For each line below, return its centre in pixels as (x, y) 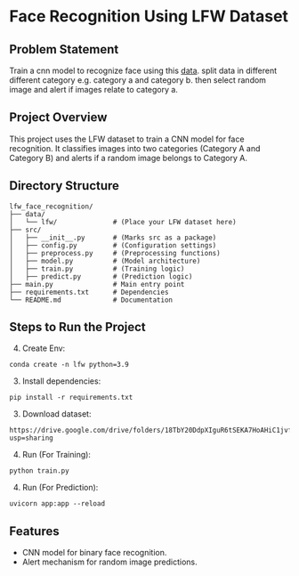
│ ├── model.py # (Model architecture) (105, 261)
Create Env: (44, 348)
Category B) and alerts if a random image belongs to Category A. (128, 158)
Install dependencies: (61, 381)
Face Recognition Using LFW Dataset (149, 16)
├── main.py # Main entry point (97, 284)
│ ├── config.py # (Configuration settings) (113, 245)
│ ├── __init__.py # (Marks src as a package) (113, 238)
